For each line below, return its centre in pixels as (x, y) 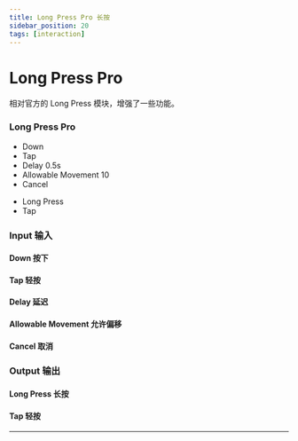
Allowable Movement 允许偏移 (66, 324)
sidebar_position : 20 (49, 26)
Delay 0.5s (41, 165)
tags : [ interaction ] (47, 34)
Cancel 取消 (31, 346)
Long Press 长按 (39, 394)
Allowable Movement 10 (66, 175)
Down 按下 (29, 258)
